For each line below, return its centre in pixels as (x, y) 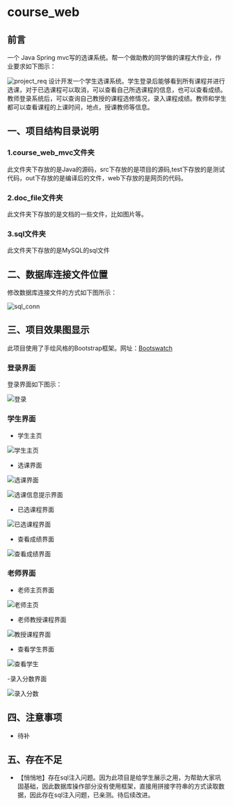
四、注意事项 (35, 718)
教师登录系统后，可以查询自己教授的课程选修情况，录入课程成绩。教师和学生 (117, 98)
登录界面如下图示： (35, 384)
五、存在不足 (35, 760)
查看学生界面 (35, 649)
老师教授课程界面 (42, 619)
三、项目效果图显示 (48, 330)
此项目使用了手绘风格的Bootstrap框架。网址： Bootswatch (90, 348)
